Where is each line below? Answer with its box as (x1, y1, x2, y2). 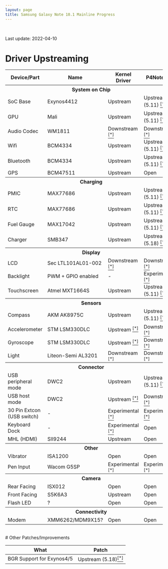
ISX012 (47, 483, 65, 490)
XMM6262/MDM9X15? (47, 516, 103, 523)
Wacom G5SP (47, 463, 80, 470)
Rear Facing (7, 483, 36, 490)
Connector (78, 363, 104, 370)
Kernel (115, 71, 131, 78)
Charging (79, 178, 102, 185)
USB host (7, 392, 30, 399)
